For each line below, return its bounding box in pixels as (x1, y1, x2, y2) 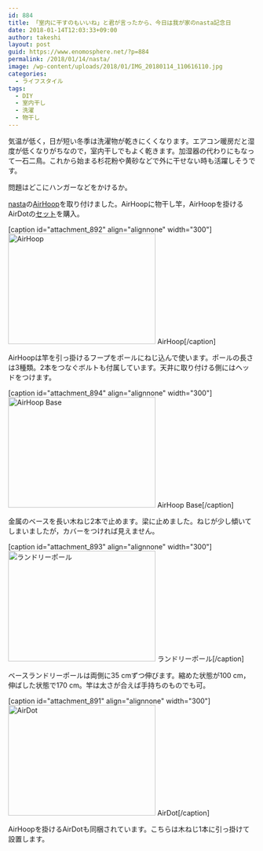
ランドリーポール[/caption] (156, 654, 245, 663)
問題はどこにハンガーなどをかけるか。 (8, 182, 132, 192)
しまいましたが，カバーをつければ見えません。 (8, 526, 159, 535)
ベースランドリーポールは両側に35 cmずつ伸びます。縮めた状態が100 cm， (8, 670, 250, 680)
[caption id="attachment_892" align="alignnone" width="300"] (8, 225, 212, 234)
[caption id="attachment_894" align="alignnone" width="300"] (8, 388, 213, 398)
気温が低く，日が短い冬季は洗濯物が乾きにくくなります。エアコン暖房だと (8, 136, 248, 145)
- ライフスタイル (15, 77, 64, 85)
